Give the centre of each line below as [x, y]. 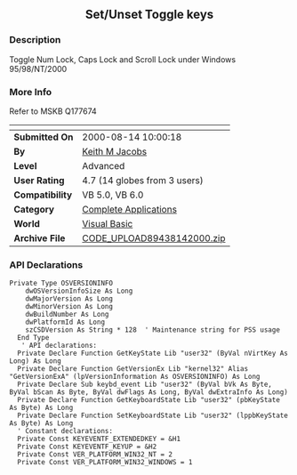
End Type [33, 338]
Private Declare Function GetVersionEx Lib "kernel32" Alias [133, 369]
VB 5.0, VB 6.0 [113, 195]
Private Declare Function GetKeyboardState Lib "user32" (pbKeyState [148, 400]
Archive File [40, 237]
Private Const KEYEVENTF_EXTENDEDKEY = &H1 [99, 439]
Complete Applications [130, 209]
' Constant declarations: [65, 431]
